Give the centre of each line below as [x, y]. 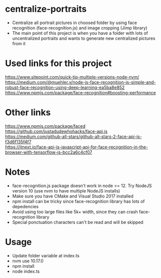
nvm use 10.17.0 [28, 261]
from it [19, 43]
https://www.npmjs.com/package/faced [45, 126]
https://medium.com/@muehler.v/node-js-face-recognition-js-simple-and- [80, 82]
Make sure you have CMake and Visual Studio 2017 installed [73, 196]
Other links [28, 113]
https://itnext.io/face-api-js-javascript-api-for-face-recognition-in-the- [77, 147]
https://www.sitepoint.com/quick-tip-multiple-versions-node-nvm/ [72, 77]
